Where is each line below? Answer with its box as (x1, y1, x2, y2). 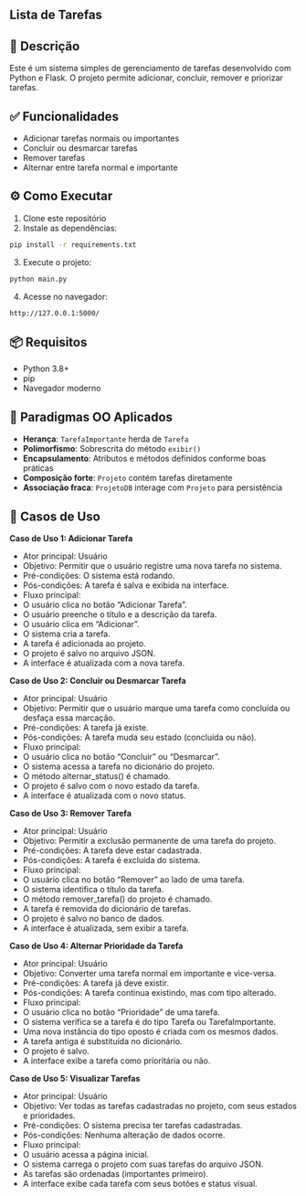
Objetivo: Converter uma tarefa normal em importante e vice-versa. (22, 968, 277, 979)
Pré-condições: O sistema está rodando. (22, 571, 175, 582)
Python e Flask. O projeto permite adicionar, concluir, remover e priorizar (9, 72, 283, 83)
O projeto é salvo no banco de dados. (22, 913, 164, 924)
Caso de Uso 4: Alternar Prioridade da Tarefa (9, 941, 184, 952)
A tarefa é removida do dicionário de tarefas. (22, 903, 192, 914)
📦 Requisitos (9, 334, 88, 350)
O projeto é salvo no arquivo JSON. (22, 648, 156, 659)
